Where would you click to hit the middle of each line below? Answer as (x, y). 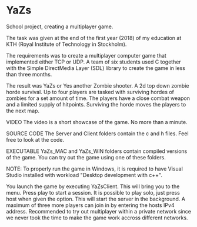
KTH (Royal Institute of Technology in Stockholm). (66, 44)
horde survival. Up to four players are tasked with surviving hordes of (90, 92)
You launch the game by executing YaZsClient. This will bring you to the (93, 186)
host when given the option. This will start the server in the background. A (96, 199)
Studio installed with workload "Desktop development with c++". (84, 175)
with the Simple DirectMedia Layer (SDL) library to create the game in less (96, 68)
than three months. (29, 74)
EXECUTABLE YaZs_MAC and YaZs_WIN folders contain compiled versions (97, 151)
